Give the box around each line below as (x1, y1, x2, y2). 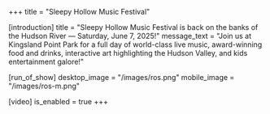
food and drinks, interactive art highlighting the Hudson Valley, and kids (8, 49, 248, 57)
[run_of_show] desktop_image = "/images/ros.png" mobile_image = (8, 73, 235, 82)
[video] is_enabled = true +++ (8, 97, 108, 106)
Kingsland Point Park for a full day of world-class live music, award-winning (8, 40, 263, 49)
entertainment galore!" (8, 57, 84, 66)
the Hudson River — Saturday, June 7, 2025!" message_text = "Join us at (8, 32, 252, 40)
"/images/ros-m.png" (8, 81, 80, 91)
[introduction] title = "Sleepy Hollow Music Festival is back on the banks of (8, 23, 259, 32)
